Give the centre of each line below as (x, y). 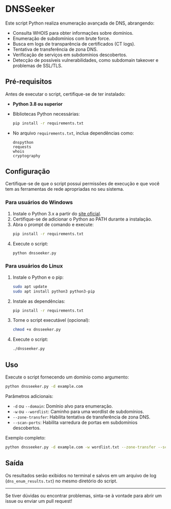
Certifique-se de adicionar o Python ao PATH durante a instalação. (82, 219)
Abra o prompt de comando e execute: (53, 224)
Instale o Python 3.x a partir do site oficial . (57, 213)
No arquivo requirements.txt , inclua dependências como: (73, 133)
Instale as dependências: (39, 301)
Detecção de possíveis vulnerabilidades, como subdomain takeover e (85, 60)
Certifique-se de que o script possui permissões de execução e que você (82, 184)
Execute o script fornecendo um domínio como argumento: (67, 377)
